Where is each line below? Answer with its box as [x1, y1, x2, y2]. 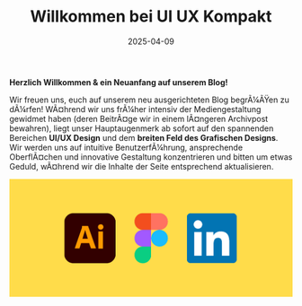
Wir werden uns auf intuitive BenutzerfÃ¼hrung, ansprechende [9, 142, 244, 153]
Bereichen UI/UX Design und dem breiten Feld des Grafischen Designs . [9, 132, 279, 143]
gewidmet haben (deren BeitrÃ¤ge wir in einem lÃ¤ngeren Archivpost [9, 113, 269, 124]
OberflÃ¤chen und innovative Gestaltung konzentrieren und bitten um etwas [9, 151, 293, 162]
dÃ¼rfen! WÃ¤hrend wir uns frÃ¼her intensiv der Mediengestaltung [9, 103, 262, 114]
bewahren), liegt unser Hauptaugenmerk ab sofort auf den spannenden [9, 123, 274, 134]
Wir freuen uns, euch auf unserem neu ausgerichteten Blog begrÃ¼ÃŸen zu [9, 94, 290, 105]
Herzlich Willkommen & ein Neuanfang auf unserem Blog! [9, 76, 228, 87]
